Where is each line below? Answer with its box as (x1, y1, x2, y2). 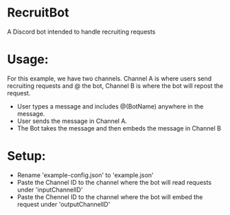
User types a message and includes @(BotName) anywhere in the (16, 102, 204, 111)
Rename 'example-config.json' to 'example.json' (16, 170, 154, 179)
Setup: (7, 148, 46, 164)
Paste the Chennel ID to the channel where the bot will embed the (16, 192, 203, 201)
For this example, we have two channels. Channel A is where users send (7, 74, 212, 82)
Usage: (7, 52, 49, 67)
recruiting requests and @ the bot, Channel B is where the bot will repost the (7, 81, 224, 90)
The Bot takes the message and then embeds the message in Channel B (16, 124, 222, 132)
